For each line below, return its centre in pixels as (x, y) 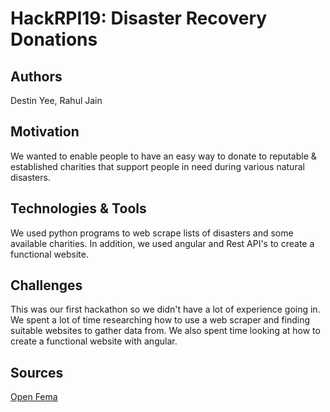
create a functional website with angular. (94, 341)
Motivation (45, 132)
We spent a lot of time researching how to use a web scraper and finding (160, 320)
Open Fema (34, 397)
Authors (36, 76)
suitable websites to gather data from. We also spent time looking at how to (165, 331)
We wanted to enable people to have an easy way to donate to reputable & (163, 156)
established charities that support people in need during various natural (157, 166)
